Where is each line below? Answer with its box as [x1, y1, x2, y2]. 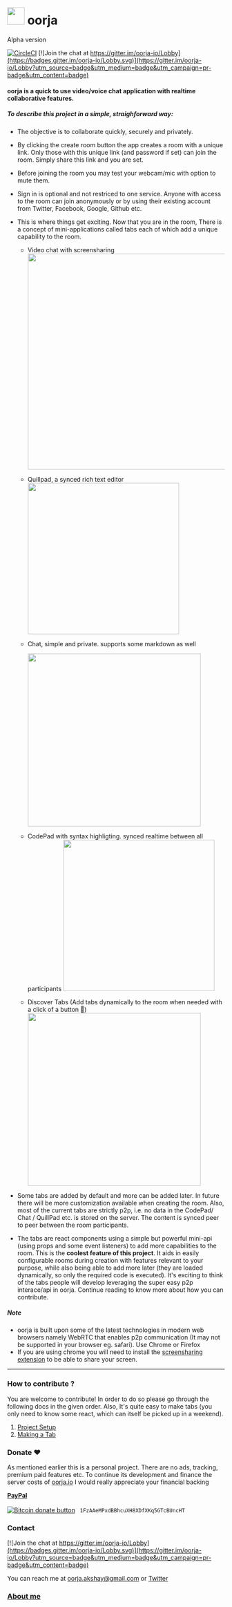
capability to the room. [17, 232, 81, 241]
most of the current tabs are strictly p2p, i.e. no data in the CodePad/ [17, 1206, 214, 1214]
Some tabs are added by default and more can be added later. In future [17, 1191, 220, 1199]
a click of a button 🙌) [27, 1005, 87, 1013]
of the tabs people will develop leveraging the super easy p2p [17, 1278, 193, 1286]
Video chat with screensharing [27, 245, 115, 254]
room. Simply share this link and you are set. [17, 156, 144, 164]
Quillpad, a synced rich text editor [27, 475, 124, 483]
